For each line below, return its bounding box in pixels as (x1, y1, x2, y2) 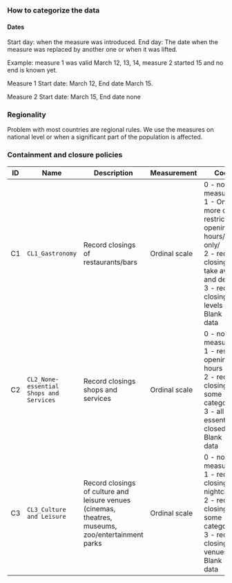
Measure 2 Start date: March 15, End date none (7, 92, 142, 101)
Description (93, 168, 133, 177)
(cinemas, (83, 504, 116, 513)
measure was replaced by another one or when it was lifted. (7, 46, 178, 54)
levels (203, 300, 223, 310)
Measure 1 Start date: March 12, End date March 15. (7, 79, 153, 88)
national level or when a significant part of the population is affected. (7, 133, 203, 141)
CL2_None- (27, 375, 59, 383)
